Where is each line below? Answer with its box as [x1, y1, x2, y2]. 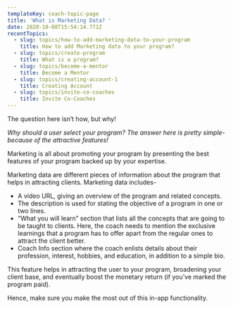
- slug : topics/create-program [13, 50, 106, 57]
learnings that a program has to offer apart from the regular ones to [17, 229, 213, 237]
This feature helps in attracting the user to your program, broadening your [7, 265, 222, 273]
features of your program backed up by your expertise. [7, 157, 167, 165]
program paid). [7, 280, 51, 289]
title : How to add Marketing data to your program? [20, 43, 175, 50]
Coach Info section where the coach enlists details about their [17, 244, 198, 252]
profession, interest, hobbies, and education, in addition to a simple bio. [17, 251, 225, 260]
